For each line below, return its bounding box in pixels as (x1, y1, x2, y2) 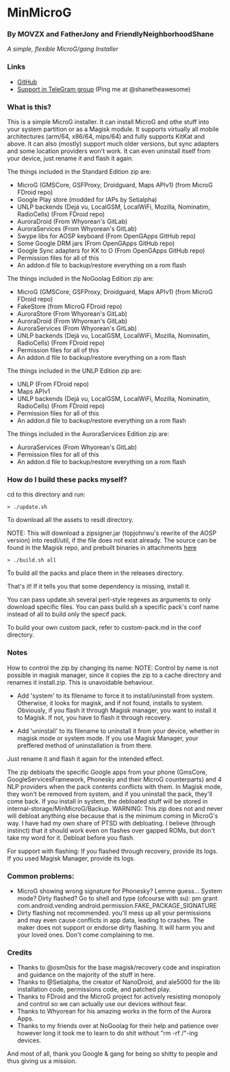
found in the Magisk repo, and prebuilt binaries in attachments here (7, 544, 197, 552)
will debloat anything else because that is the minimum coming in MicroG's (7, 812, 218, 820)
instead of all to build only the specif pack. (7, 610, 127, 619)
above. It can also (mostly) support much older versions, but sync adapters (7, 139, 219, 148)
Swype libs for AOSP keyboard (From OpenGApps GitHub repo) (16, 232, 196, 240)
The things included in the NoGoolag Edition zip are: (7, 275, 154, 283)
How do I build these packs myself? (7, 475, 128, 484)
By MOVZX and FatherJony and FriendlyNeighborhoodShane (7, 30, 214, 39)
